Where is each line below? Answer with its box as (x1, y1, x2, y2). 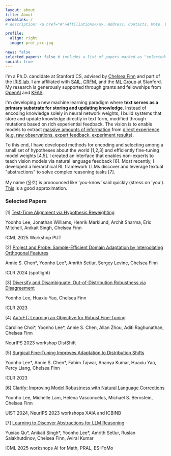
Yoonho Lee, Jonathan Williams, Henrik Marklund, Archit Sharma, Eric (5, 219, 152, 225)
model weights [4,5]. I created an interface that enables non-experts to (5, 153, 154, 159)
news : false (5, 49, 31, 55)
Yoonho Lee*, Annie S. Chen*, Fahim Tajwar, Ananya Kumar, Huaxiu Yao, (5, 359, 157, 365)
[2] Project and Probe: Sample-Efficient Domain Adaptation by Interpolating (5, 244, 163, 250)
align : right (10, 36, 38, 41)
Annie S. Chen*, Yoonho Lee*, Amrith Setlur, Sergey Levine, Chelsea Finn (5, 260, 158, 266)
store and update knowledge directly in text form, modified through (5, 115, 146, 121)
